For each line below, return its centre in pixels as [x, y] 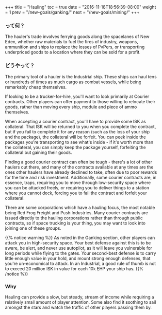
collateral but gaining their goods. [39, 152]
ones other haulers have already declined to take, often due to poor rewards [81, 172]
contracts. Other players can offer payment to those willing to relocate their [80, 101]
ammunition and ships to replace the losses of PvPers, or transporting [75, 47]
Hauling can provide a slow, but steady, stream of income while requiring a [80, 297]
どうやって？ [20, 66]
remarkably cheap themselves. [36, 87]
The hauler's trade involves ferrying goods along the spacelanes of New [77, 37]
